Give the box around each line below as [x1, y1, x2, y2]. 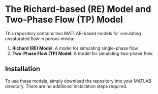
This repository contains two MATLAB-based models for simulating [5, 30, 141, 36]
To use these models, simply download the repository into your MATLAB [5, 78, 152, 84]
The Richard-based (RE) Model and [5, 3, 152, 15]
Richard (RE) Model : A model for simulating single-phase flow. [12, 45, 139, 51]
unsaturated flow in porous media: [5, 36, 75, 42]
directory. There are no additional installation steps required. [5, 83, 128, 89]
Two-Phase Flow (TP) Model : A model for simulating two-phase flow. [12, 50, 154, 56]
